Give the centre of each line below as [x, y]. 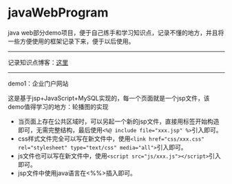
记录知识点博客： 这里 [38, 62]
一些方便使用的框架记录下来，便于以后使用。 [71, 41]
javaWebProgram [58, 13]
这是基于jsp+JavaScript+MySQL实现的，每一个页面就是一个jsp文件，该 [109, 98]
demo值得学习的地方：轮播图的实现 [58, 106]
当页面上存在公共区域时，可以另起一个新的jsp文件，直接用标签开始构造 [118, 121]
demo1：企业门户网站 [38, 83]
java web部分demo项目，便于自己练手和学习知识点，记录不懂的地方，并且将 [116, 32]
